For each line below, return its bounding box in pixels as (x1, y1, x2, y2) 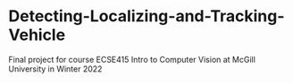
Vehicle (8, 25, 66, 45)
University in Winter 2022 (8, 64, 103, 74)
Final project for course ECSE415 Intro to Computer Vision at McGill (8, 54, 256, 64)
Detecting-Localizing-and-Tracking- (8, 6, 285, 26)
